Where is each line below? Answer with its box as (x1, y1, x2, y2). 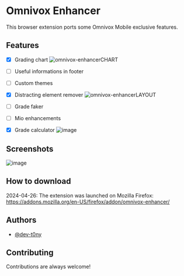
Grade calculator (14, 127, 55, 134)
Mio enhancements (14, 115, 61, 122)
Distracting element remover (14, 91, 84, 98)
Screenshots (6, 144, 54, 154)
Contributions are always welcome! (6, 263, 91, 270)
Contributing (6, 248, 54, 258)
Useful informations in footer (14, 67, 84, 74)
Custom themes (14, 79, 53, 86)
